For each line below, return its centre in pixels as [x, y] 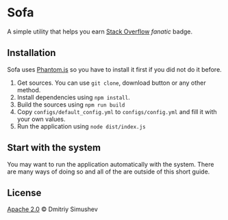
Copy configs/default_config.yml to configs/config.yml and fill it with [117, 111]
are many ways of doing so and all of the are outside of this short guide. [109, 171]
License [24, 193]
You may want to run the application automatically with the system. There [111, 164]
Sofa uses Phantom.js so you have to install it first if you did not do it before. [115, 69]
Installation [31, 53]
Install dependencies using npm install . [73, 97]
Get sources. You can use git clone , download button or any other [112, 83]
